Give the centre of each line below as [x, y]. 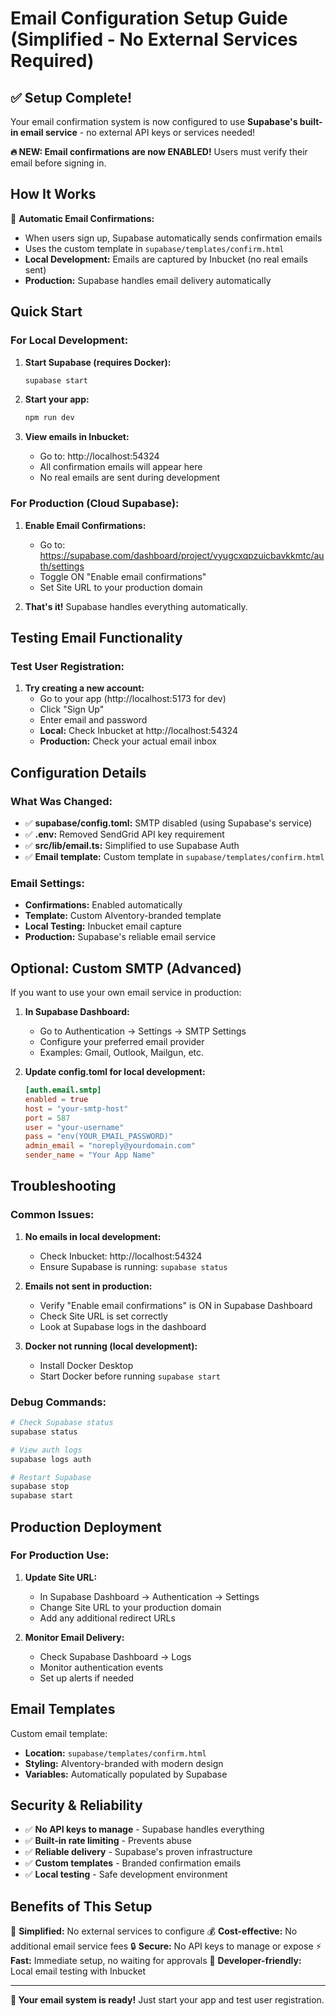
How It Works [53, 194]
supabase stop [40, 1487]
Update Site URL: [61, 1577]
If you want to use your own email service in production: [126, 993]
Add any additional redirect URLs [107, 1618]
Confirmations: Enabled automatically [103, 905]
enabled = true [56, 1099]
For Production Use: [60, 1555]
